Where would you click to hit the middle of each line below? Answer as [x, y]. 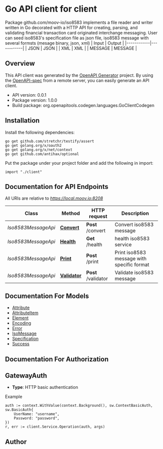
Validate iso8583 [134, 273]
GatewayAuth [26, 375]
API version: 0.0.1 [29, 95]
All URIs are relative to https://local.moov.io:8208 [54, 198]
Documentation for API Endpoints [57, 186]
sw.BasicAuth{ [19, 410]
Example [14, 397]
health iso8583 [132, 239]
